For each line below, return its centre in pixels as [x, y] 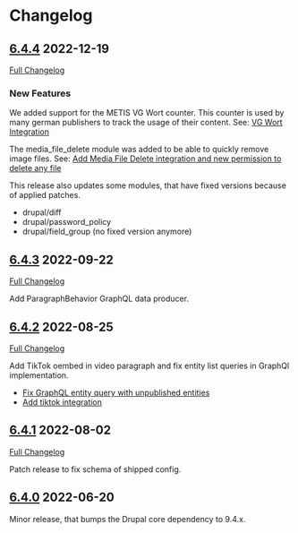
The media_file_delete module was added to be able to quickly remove [139, 150]
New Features [40, 93]
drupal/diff [42, 212]
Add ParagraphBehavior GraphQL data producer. [99, 299]
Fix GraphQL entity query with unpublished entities [116, 392]
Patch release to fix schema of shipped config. [95, 469]
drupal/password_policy [67, 222]
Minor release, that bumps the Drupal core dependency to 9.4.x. [128, 519]
